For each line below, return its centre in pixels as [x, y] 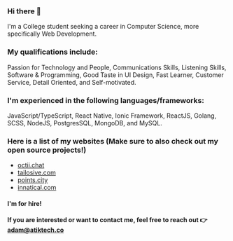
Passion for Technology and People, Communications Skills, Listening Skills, [117, 67]
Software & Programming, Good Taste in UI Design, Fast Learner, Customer [115, 75]
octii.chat [31, 165]
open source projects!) [47, 150]
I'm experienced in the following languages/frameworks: [106, 100]
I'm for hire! [24, 203]
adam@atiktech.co [36, 230]
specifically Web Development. [52, 34]
